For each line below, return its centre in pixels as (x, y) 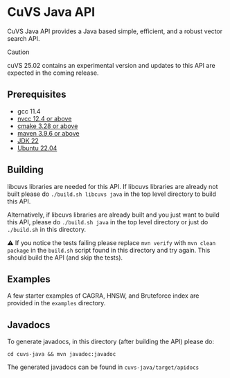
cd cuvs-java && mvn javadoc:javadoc (62, 354)
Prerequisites (37, 94)
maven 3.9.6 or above (48, 133)
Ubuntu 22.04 (37, 148)
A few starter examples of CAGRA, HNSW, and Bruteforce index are (103, 296)
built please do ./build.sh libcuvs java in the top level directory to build (112, 194)
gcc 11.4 (29, 111)
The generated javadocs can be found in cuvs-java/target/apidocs (103, 367)
